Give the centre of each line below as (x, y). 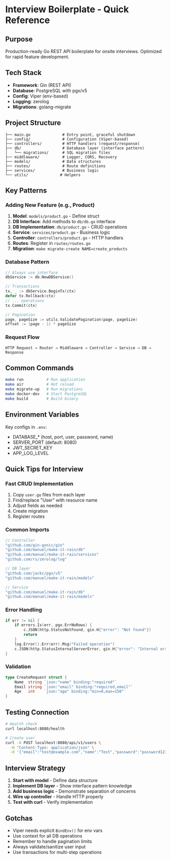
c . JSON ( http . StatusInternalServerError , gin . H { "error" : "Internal (86, 649)
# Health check (21, 724)
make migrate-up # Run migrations (44, 389)
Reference (27, 20)
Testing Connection (37, 712)
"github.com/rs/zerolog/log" (36, 559)
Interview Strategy (35, 768)
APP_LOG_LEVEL (31, 453)
